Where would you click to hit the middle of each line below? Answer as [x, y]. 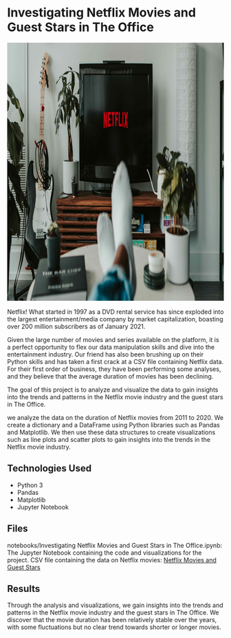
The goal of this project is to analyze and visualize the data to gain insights [113, 390]
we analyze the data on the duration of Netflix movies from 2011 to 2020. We [115, 417]
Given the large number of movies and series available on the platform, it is [113, 339]
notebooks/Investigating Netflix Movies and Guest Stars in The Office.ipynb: [114, 545]
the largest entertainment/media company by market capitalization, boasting [115, 319]
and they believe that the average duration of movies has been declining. [110, 376]
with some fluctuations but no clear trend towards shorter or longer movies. [114, 627]
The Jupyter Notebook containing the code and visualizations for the [104, 553]
